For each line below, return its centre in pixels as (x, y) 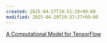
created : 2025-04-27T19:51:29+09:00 (51, 11)
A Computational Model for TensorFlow (54, 34)
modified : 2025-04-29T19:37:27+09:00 (52, 17)
